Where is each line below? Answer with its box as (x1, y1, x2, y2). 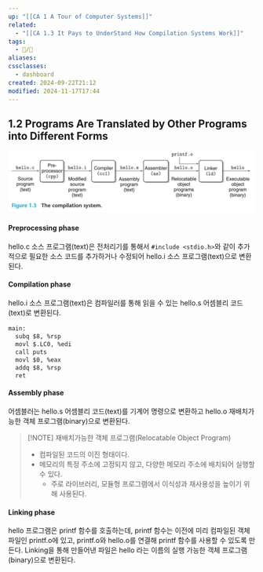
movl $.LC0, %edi (15, 340, 72, 348)
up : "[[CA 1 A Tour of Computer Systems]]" (8, 13, 153, 20)
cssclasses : (8, 63, 47, 71)
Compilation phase (8, 279, 71, 290)
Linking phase (8, 507, 56, 517)
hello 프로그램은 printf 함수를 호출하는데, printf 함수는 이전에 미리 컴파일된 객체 (8, 526, 250, 535)
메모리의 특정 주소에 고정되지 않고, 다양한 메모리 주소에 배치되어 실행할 (38, 459, 255, 468)
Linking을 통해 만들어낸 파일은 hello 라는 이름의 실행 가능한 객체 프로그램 (24, 545, 248, 555)
